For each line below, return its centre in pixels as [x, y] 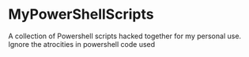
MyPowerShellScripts [81, 14]
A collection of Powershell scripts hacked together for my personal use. [125, 36]
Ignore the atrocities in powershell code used [82, 44]
